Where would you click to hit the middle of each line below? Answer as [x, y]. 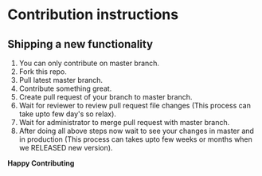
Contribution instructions [93, 15]
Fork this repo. [43, 72]
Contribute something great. [65, 88]
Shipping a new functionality [80, 44]
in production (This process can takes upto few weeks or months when [135, 139]
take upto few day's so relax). [68, 114]
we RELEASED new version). [66, 148]
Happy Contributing [41, 163]
